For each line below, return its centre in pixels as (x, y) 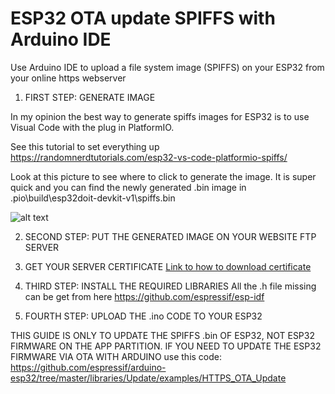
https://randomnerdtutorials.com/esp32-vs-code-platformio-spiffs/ (149, 157)
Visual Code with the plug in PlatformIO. (92, 127)
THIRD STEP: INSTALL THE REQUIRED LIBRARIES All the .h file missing (170, 286)
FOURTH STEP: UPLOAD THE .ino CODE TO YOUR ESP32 (143, 316)
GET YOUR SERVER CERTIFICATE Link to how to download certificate (168, 266)
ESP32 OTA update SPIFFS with (143, 18)
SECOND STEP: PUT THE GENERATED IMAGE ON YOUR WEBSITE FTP (170, 236)
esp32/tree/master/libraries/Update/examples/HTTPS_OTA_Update (148, 378)
